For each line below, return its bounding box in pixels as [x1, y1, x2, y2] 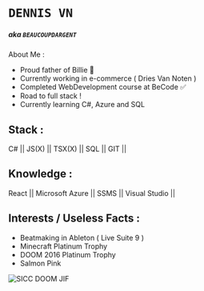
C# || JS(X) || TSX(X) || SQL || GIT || [8, 144, 126, 153]
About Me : [8, 50, 46, 59]
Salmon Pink [19, 258, 62, 268]
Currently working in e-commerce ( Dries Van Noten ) [19, 74, 197, 83]
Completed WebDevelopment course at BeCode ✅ [19, 82, 186, 92]
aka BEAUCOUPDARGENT [8, 30, 78, 39]
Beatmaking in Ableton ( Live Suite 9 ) [19, 233, 145, 242]
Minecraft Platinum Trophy [19, 241, 108, 251]
